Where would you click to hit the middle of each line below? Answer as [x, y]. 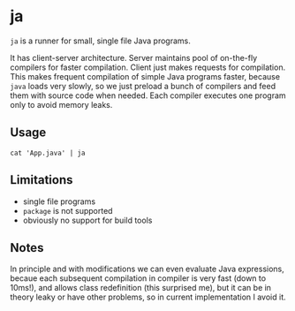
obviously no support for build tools [87, 220]
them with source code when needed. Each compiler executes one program [148, 95]
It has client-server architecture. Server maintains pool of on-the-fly [134, 57]
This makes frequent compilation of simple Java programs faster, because [145, 76]
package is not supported [68, 210]
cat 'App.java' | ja [48, 153]
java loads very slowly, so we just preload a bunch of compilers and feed [143, 86]
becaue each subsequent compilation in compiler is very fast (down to [138, 278]
